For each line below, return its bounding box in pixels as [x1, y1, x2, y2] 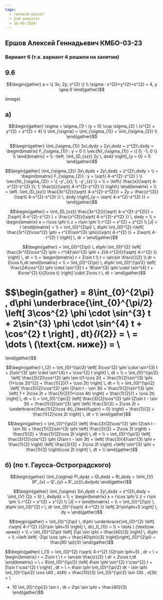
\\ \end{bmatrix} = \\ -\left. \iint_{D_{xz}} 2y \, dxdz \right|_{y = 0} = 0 [13, 153, 151, 159]
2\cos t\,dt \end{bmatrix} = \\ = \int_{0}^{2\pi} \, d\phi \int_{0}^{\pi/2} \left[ [7, 260, 156, 266]
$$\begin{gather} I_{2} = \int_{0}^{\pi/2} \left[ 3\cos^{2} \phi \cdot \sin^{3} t [5, 365, 158, 371]
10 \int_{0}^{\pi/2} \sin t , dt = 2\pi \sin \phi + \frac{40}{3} [12, 584, 127, 590]
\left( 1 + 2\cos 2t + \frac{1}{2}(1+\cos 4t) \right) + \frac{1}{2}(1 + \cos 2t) [9, 391, 155, 396]
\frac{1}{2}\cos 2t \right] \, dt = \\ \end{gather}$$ [32, 411, 131, 417]
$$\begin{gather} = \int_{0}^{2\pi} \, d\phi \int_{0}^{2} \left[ [22, 244, 141, 250]
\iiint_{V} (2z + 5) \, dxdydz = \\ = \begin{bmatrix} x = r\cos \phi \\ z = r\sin [7, 494, 157, 499]
